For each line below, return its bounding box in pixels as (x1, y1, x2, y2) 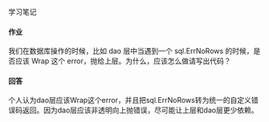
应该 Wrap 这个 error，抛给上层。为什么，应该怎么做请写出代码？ (14, 56, 231, 66)
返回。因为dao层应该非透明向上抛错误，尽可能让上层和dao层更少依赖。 (22, 105, 259, 115)
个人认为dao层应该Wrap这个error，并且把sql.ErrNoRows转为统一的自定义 (8, 96, 251, 105)
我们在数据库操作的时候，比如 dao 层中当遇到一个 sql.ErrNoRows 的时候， (8, 47, 255, 56)
